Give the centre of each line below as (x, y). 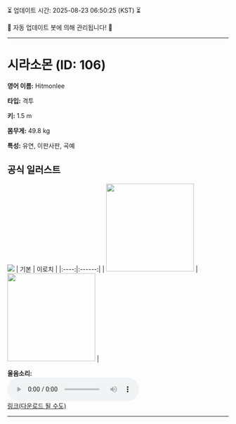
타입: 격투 (21, 101)
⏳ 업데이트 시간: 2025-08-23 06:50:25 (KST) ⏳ (74, 10)
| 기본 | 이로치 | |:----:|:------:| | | (107, 269)
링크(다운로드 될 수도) (37, 406)
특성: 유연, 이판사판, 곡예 (41, 146)
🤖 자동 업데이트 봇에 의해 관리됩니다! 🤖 (60, 27)
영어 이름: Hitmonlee (36, 86)
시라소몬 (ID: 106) (57, 65)
